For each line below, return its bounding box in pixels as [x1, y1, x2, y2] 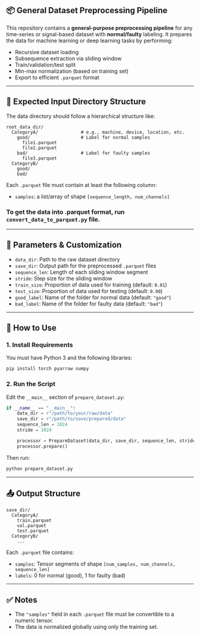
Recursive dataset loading [14, 48, 79, 55]
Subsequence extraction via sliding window [14, 55, 122, 62]
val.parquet [17, 523, 46, 529]
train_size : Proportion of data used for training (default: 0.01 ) [14, 281, 168, 288]
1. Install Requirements [6, 341, 73, 349]
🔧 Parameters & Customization [6, 240, 122, 250]
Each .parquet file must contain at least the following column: [6, 181, 157, 188]
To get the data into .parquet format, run [6, 208, 125, 216]
